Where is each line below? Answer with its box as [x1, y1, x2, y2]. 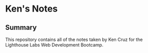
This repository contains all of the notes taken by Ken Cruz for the [5, 36, 143, 42]
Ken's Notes [5, 3, 58, 15]
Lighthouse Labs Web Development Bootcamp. [5, 42, 104, 48]
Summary [5, 23, 37, 32]
